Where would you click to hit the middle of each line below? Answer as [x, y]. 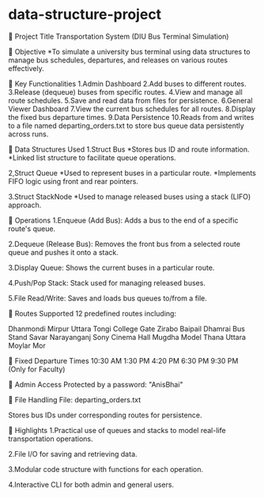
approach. [25, 205]
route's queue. [32, 228]
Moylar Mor [27, 346]
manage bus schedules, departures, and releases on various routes [118, 60]
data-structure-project [85, 15]
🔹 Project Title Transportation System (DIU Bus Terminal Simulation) [119, 36]
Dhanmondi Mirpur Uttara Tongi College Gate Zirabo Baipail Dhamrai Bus [126, 328]
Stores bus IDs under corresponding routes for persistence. [105, 415]
